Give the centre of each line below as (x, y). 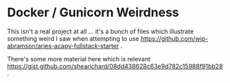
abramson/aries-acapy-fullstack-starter (63, 46)
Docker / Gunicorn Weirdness (93, 13)
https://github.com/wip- (174, 38)
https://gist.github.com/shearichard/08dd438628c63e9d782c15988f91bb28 (115, 66)
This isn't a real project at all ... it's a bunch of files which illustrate (101, 31)
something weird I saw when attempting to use (73, 38)
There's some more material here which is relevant (79, 59)
